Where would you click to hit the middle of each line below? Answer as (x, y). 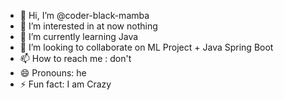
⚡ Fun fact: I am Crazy (65, 84)
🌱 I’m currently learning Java (79, 36)
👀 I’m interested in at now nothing (88, 26)
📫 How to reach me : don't (75, 58)
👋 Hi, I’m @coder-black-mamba (84, 15)
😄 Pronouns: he (53, 73)
